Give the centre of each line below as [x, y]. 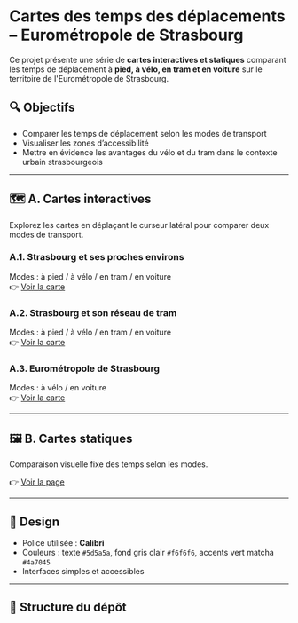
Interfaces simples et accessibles [83, 572]
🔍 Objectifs [42, 108]
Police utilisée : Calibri [63, 543]
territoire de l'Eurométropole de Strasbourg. [89, 78]
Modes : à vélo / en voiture [58, 388]
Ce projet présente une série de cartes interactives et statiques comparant [148, 59]
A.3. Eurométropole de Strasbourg [84, 368]
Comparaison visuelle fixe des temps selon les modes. [109, 464]
